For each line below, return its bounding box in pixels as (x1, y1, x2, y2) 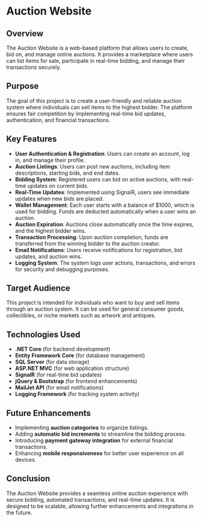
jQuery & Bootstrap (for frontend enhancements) (14, 378, 137, 385)
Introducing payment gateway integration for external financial (14, 437, 173, 444)
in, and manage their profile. (14, 156, 86, 164)
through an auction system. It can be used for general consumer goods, (6, 305, 185, 312)
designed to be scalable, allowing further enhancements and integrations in (6, 502, 194, 510)
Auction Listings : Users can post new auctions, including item (14, 163, 171, 170)
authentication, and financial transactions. (6, 116, 110, 123)
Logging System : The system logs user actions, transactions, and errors (14, 259, 196, 267)
